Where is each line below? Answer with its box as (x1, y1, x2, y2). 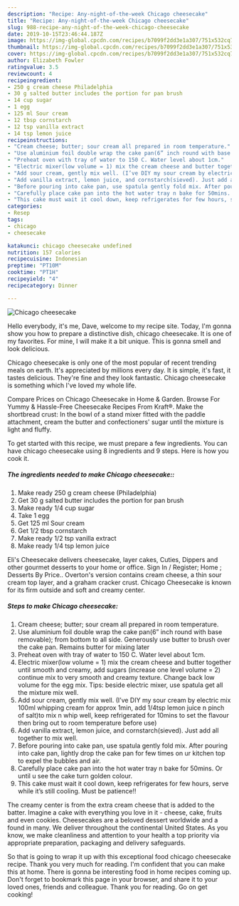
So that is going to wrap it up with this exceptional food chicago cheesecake (7, 852, 231, 860)
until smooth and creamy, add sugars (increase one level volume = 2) (17, 665, 221, 674)
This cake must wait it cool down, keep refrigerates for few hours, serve (17, 779, 229, 788)
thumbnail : (7, 44, 40, 51)
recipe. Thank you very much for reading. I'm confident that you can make (7, 860, 225, 868)
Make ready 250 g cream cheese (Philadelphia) (17, 488, 157, 497)
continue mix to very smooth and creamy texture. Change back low (17, 673, 215, 681)
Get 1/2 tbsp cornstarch (17, 526, 87, 535)
